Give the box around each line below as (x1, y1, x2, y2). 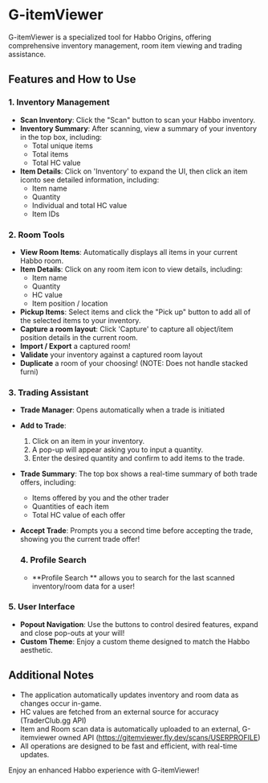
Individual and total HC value (31, 200, 128, 210)
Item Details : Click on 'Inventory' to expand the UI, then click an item (19, 166, 248, 176)
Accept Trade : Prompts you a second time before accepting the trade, (19, 526, 254, 535)
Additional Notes (8, 669, 95, 683)
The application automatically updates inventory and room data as (19, 690, 239, 699)
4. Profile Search (19, 555, 87, 566)
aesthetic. (19, 645, 54, 654)
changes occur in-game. (19, 698, 102, 708)
